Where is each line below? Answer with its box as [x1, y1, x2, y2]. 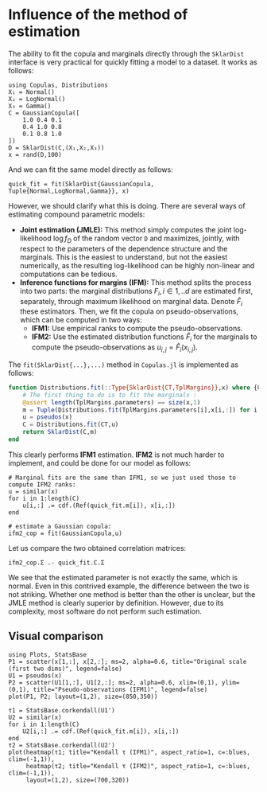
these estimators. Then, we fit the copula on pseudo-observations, [19, 306, 239, 316]
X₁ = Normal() [8, 88, 56, 96]
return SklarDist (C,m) [22, 428, 98, 436]
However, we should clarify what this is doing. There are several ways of [8, 201, 246, 210]
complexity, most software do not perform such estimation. [8, 607, 203, 616]
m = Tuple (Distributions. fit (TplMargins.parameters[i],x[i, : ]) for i [22, 406, 258, 414]
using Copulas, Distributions [8, 81, 109, 89]
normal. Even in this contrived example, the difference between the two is [8, 581, 250, 591]
